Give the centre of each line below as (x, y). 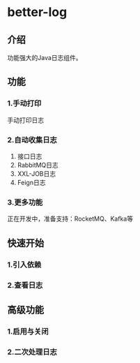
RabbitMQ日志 (38, 165)
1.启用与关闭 (28, 331)
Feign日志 (31, 182)
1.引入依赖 (24, 265)
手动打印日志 (25, 120)
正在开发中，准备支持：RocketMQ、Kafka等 (70, 219)
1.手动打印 (24, 103)
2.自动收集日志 (32, 140)
